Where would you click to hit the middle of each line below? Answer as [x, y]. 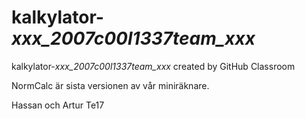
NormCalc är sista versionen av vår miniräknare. [110, 85]
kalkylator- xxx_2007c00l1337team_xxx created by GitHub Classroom [153, 66]
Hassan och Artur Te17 [58, 105]
